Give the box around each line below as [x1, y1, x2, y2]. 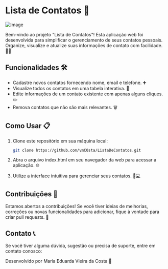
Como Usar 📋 [5, 121, 51, 130]
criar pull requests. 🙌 [5, 214, 50, 220]
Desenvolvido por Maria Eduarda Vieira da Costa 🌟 [5, 258, 112, 264]
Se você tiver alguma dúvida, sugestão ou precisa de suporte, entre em [5, 243, 156, 249]
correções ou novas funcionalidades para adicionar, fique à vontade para [5, 209, 160, 215]
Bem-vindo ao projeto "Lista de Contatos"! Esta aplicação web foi [5, 31, 143, 37]
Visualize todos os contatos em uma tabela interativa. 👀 [12, 85, 130, 91]
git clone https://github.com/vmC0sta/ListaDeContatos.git [12, 148, 141, 153]
